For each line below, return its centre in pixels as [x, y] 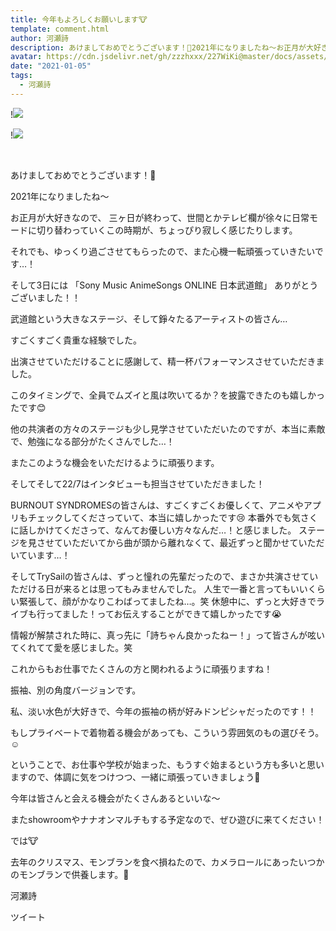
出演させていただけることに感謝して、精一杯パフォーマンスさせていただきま [167, 361]
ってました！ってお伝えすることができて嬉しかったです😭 [163, 613]
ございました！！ [45, 297]
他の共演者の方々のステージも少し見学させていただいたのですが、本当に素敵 [168, 428]
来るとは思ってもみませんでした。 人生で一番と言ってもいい [185, 588]
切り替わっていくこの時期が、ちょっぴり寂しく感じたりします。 [167, 230]
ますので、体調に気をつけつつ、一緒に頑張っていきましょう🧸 [135, 777]
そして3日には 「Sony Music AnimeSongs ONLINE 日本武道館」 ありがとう [164, 285]
